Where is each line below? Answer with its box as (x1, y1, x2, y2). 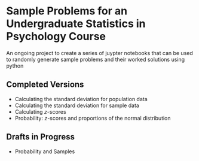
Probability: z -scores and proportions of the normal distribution (14, 114, 172, 121)
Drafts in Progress (6, 132, 75, 142)
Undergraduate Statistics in (6, 17, 146, 31)
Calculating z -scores (14, 108, 67, 115)
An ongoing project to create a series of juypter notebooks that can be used (6, 49, 193, 56)
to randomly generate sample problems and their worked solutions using (6, 56, 185, 63)
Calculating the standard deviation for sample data (14, 102, 139, 109)
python (6, 62, 24, 69)
